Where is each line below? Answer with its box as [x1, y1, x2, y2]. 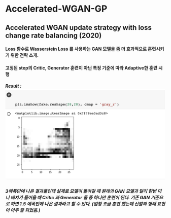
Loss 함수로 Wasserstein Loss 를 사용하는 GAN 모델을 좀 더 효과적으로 [5, 46, 147, 52]
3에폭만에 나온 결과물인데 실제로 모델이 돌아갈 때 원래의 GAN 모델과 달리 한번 [5, 188, 156, 194]
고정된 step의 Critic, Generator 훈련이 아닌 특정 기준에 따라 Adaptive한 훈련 [5, 64, 158, 71]
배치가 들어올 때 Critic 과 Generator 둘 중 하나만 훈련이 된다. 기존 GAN [10, 195, 150, 201]
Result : [5, 83, 22, 89]
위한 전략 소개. [10, 52, 39, 58]
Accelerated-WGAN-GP [5, 3, 108, 15]
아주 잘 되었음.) [10, 207, 41, 213]
